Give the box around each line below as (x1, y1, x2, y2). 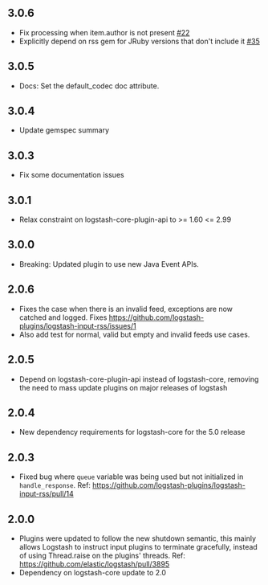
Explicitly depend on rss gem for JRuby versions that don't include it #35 (18, 36, 260, 46)
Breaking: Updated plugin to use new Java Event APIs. (18, 259, 200, 268)
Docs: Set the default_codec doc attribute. (18, 80, 160, 91)
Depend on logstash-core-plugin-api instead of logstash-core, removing (18, 374, 259, 384)
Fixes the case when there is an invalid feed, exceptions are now (18, 304, 233, 313)
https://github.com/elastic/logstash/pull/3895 (18, 558, 170, 569)
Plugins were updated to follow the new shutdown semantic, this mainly (18, 534, 257, 543)
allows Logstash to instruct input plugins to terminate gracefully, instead (18, 542, 258, 551)
